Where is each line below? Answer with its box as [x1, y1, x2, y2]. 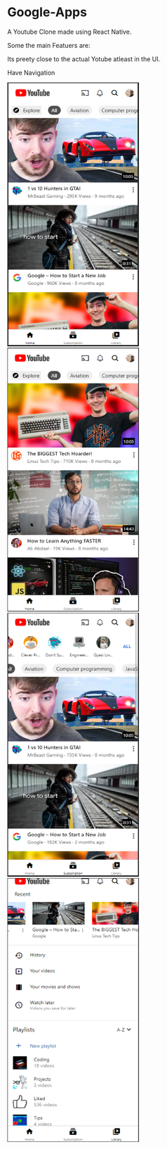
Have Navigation [7, 68, 55, 77]
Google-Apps [7, 4, 88, 20]
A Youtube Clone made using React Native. [7, 27, 132, 36]
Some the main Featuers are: [7, 41, 91, 49]
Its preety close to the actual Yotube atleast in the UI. [7, 54, 161, 63]
